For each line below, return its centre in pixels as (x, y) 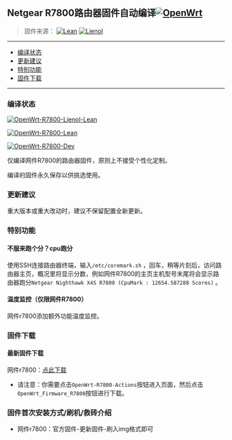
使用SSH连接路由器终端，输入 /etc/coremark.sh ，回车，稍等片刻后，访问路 (115, 265)
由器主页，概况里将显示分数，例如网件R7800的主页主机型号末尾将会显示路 (113, 273)
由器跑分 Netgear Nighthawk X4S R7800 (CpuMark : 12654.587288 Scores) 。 (115, 282)
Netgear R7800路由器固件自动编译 (82, 13)
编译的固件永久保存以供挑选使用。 (56, 175)
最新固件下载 (25, 353)
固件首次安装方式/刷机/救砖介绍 (59, 412)
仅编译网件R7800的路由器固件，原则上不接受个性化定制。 (89, 161)
